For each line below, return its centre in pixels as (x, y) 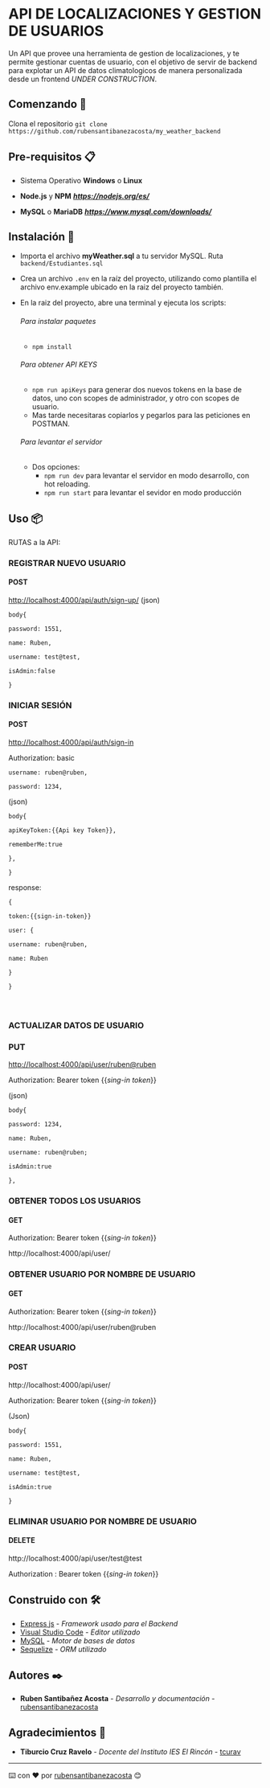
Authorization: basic (41, 758)
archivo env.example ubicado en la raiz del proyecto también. (121, 287)
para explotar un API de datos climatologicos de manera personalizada (125, 70)
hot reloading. (67, 484)
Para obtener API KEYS (59, 365)
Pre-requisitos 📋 (52, 157)
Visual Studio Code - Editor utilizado (80, 1632)
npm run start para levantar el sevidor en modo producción (143, 492)
